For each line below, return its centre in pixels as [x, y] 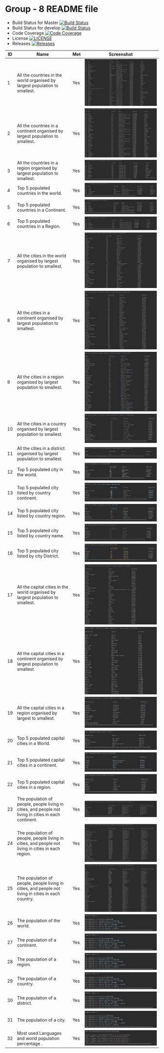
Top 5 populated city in [40, 469]
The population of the [39, 921]
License [20, 38]
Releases [21, 43]
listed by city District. [38, 556]
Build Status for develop [36, 27]
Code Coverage [28, 33]
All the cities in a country [42, 423]
